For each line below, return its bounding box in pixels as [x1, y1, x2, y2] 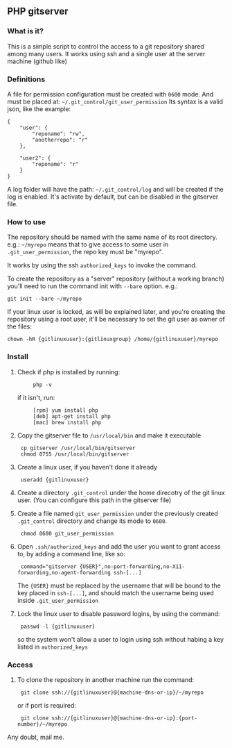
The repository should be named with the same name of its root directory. [7, 233, 217, 242]
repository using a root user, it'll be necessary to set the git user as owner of [7, 315, 225, 324]
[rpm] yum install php [33, 406, 98, 414]
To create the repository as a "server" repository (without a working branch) [7, 274, 225, 283]
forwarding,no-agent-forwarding [17, 569, 111, 576]
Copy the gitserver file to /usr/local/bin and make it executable [17, 431, 202, 440]
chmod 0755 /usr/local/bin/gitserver [20, 451, 130, 458]
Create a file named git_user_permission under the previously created [17, 509, 218, 517]
